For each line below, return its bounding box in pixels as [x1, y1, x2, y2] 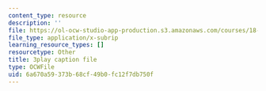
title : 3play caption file [8, 56, 97, 64]
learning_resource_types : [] [8, 41, 104, 49]
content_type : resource [8, 11, 87, 20]
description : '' [8, 19, 62, 27]
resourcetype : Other [8, 48, 77, 56]
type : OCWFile [8, 63, 55, 71]
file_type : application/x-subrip [8, 33, 119, 42]
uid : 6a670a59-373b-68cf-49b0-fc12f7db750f [8, 70, 154, 78]
